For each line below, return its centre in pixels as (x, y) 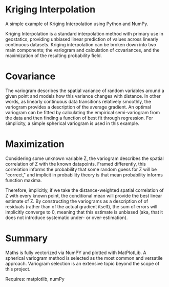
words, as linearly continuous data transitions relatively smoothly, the (78, 101)
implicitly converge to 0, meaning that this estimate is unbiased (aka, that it (84, 212)
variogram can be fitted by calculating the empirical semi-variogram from (83, 112)
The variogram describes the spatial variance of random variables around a (85, 91)
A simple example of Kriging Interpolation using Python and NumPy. (77, 24)
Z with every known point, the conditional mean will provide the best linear (84, 195)
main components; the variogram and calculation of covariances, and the (82, 50)
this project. (18, 269)
